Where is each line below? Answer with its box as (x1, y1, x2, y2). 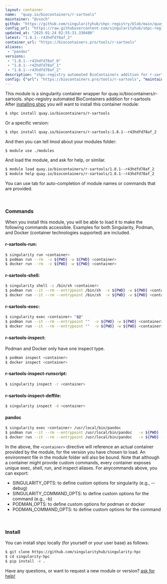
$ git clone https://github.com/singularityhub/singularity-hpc (5, 550, 141, 555)
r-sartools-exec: (5, 303, 40, 309)
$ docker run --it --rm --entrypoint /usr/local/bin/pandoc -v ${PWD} (5, 434, 159, 439)
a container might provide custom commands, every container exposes (5, 459, 151, 465)
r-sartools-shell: (5, 272, 40, 278)
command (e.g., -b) (12, 496, 53, 502)
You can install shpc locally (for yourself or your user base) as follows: (5, 540, 149, 546)
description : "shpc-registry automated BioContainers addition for (5, 72, 148, 77)
